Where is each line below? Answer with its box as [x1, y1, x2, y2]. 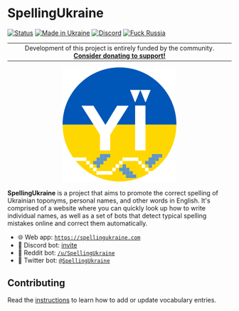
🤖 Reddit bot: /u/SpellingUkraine [17, 248, 115, 258]
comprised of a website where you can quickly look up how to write [7, 204, 206, 213]
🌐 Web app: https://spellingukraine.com [17, 233, 141, 242]
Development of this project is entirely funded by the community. [24, 44, 215, 52]
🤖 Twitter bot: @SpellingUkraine [17, 256, 110, 265]
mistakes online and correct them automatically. [7, 219, 148, 228]
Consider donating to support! [73, 51, 166, 60]
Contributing [7, 277, 65, 289]
